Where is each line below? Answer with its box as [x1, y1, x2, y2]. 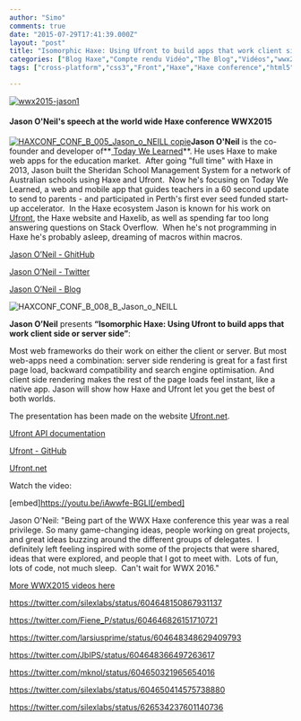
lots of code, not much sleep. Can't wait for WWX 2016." [9, 563, 219, 574]
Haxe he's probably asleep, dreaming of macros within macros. [9, 232, 244, 242]
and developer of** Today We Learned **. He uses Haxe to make [39, 145, 278, 157]
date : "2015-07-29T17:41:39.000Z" [9, 30, 139, 39]
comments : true [9, 22, 66, 31]
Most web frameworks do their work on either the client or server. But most [9, 346, 288, 356]
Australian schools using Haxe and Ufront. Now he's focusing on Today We [9, 174, 289, 185]
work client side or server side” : [9, 329, 132, 339]
